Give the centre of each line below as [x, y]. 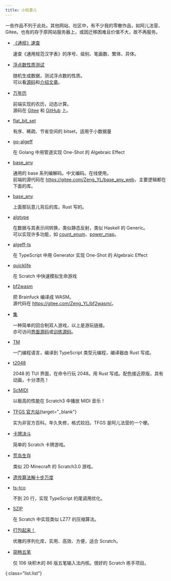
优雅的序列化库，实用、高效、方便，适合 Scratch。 [66, 541]
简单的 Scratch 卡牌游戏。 [40, 444]
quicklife [22, 265]
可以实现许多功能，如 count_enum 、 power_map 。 [66, 234]
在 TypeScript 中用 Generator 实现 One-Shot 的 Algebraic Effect [80, 255]
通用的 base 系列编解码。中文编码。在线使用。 [62, 173]
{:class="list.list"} [24, 573]
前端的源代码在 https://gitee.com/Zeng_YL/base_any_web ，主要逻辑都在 [89, 179]
